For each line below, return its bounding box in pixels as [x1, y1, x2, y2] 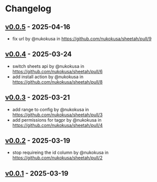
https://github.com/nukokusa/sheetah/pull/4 [12, 122, 103, 128]
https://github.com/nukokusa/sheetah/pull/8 [12, 79, 103, 85]
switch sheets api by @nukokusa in [12, 63, 84, 69]
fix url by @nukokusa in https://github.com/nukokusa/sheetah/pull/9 [12, 36, 152, 42]
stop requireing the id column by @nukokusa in [12, 149, 109, 156]
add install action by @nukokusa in [12, 74, 84, 80]
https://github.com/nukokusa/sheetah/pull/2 [12, 155, 103, 161]
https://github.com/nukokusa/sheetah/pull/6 [12, 68, 103, 74]
